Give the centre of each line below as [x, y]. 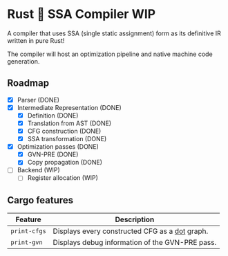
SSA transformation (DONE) [67, 139]
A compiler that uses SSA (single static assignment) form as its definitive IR [114, 33]
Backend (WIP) [38, 170]
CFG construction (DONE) [64, 131]
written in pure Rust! [36, 40]
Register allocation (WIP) [63, 178]
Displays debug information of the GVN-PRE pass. [135, 243]
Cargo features [40, 200]
